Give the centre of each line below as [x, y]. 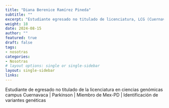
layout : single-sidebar [30, 71]
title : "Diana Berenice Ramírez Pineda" [48, 10]
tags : [11, 47]
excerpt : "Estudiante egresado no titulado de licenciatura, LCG [75, 19]
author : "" [17, 33]
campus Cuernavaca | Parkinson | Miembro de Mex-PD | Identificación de [82, 95]
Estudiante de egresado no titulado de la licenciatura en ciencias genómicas [84, 89]
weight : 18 [17, 24]
